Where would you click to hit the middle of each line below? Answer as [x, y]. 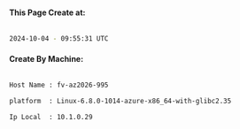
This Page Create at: [47, 12]
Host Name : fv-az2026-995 [59, 85]
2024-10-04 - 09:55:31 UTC [59, 39]
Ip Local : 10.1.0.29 [51, 118]
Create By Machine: [46, 58]
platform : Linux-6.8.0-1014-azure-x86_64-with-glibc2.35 [120, 102]
